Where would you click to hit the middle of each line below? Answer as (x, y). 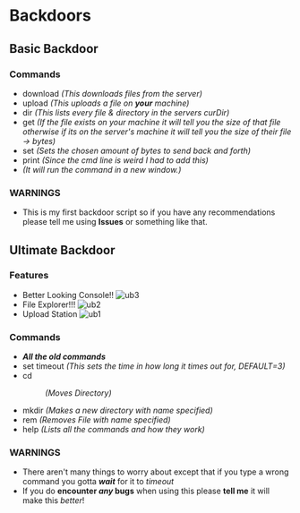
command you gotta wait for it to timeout (98, 482)
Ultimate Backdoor (62, 250)
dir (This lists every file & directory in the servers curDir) (126, 112)
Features (29, 276)
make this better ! (53, 500)
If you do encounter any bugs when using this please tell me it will (146, 491)
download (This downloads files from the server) (112, 93)
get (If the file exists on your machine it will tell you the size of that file (151, 122)
